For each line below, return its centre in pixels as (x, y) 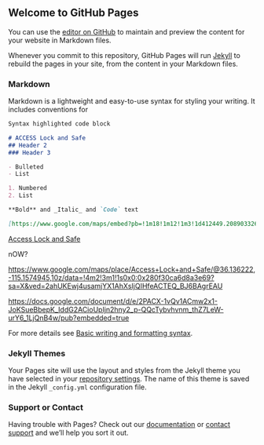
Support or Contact (46, 407)
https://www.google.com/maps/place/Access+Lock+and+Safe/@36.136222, (132, 269)
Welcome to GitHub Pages (73, 13)
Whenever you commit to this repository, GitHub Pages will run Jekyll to (125, 55)
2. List (21, 195)
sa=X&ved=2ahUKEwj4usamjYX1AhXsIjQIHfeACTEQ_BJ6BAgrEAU (115, 286)
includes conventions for (48, 110)
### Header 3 (29, 152)
